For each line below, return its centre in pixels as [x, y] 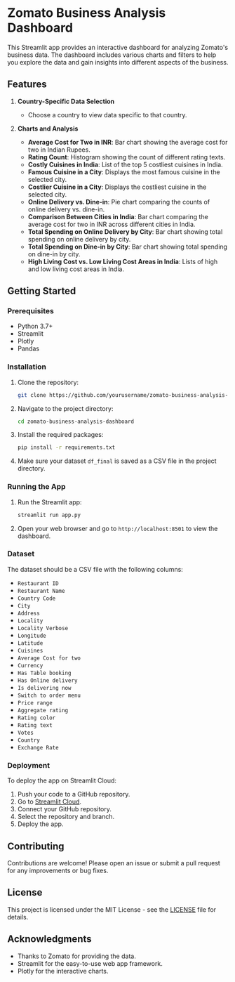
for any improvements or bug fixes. [58, 870]
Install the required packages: [60, 435]
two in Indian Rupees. [59, 150]
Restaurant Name [41, 591]
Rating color [36, 718]
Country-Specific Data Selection [66, 101]
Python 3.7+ [35, 326]
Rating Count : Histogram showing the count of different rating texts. [127, 157]
